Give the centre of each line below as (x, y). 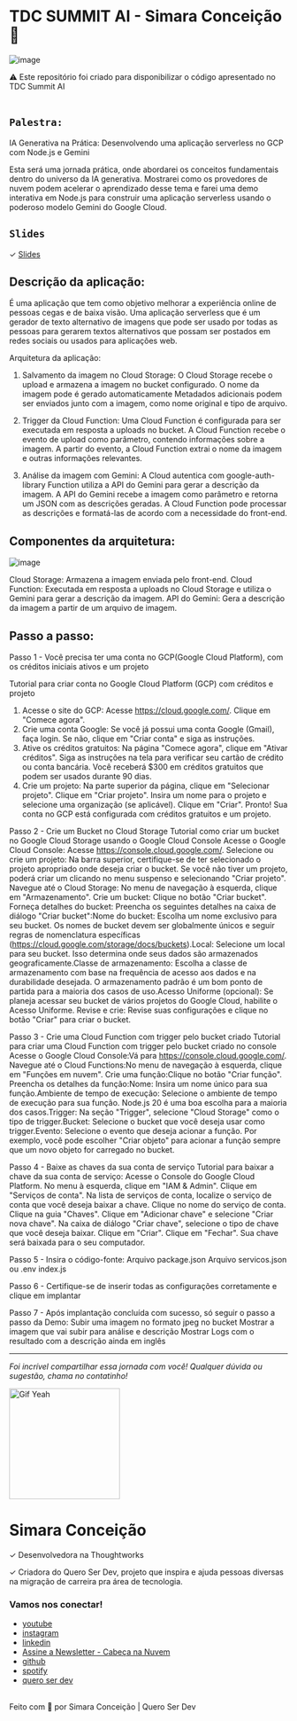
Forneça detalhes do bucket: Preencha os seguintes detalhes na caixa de (143, 907)
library (34, 485)
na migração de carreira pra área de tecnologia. (96, 1581)
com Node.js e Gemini (49, 152)
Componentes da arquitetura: (92, 541)
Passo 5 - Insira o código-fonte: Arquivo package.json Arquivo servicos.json (148, 1259)
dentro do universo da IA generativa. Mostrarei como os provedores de (138, 178)
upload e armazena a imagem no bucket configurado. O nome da (141, 385)
